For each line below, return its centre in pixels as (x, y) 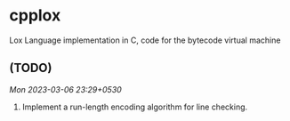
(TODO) (31, 68)
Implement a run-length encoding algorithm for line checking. (135, 107)
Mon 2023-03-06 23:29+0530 (65, 89)
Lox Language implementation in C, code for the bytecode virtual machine (145, 40)
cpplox (35, 16)
